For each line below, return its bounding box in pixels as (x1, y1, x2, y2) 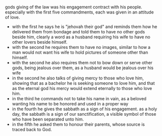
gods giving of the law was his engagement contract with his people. (5, 4, 143, 10)
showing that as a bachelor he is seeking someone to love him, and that (12, 80, 155, 86)
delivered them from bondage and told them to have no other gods (12, 29, 145, 34)
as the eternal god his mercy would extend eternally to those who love (12, 86, 152, 91)
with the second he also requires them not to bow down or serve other (12, 60, 153, 65)
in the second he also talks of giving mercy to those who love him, (12, 75, 144, 81)
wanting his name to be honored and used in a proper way (12, 101, 129, 106)
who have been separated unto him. (12, 116, 84, 122)
